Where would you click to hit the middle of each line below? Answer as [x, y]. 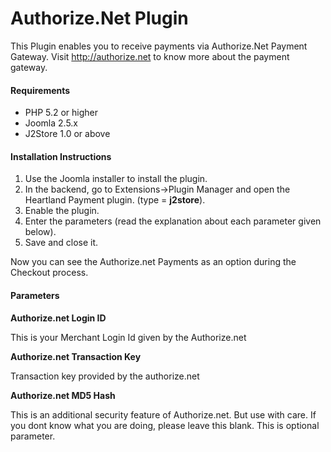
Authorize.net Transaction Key [76, 356]
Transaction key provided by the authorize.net [105, 376]
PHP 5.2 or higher [61, 113]
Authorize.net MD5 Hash [63, 395]
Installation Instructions [61, 156]
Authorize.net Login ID [58, 318]
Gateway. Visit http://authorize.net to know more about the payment [150, 56]
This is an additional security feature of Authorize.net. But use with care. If [163, 414]
